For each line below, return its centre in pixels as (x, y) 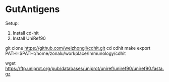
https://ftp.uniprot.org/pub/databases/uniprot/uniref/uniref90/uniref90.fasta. (84, 68)
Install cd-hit (25, 33)
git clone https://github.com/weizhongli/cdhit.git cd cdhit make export (78, 48)
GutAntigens (33, 9)
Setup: (12, 23)
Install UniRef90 (29, 38)
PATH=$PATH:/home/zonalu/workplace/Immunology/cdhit (66, 53)
